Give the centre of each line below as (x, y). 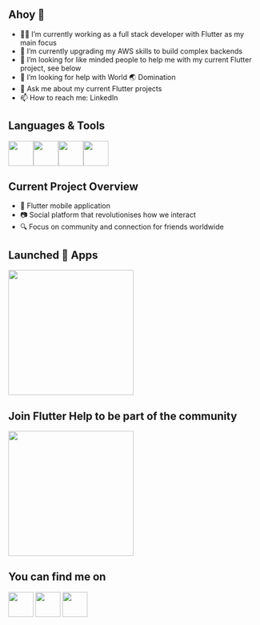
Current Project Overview (73, 187)
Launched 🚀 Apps (53, 255)
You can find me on (57, 577)
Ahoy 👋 (27, 15)
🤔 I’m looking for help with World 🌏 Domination (98, 77)
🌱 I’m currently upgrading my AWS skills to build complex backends (131, 51)
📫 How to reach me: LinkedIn (69, 98)
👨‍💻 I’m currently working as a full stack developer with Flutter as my (132, 34)
